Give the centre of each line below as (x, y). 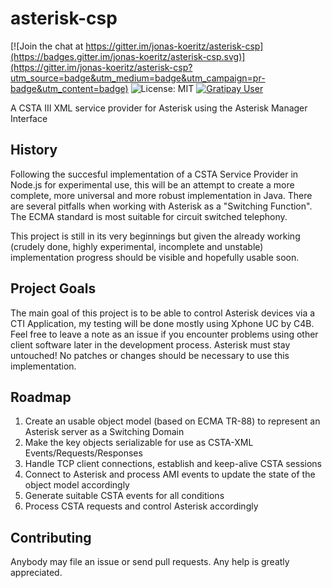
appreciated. (36, 573)
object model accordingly (77, 485)
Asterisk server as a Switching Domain (104, 432)
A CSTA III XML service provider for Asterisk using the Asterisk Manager (159, 108)
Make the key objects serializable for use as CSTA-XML (139, 443)
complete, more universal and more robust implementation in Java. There (161, 195)
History (34, 150)
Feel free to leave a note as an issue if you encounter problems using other (164, 334)
